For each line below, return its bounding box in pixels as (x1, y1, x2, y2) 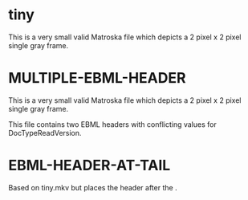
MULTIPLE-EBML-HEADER (8, 69, 186, 88)
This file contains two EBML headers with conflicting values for (8, 119, 217, 129)
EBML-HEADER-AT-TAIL (8, 157, 171, 174)
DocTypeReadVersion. (8, 128, 82, 137)
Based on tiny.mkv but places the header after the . (8, 182, 178, 192)
